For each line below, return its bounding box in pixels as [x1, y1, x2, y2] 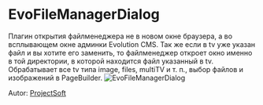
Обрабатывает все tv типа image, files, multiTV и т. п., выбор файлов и [8, 64, 244, 74]
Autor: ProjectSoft [8, 88, 67, 97]
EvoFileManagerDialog [8, 5, 160, 24]
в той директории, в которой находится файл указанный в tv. [8, 56, 214, 66]
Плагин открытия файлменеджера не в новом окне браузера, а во [8, 31, 233, 41]
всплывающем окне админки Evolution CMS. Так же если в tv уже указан [8, 39, 256, 49]
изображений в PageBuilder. [8, 73, 103, 82]
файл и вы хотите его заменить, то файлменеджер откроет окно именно [8, 48, 253, 57]
